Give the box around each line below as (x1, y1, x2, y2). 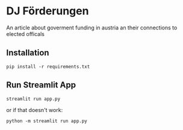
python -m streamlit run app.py (6, 118, 87, 124)
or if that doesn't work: (6, 106, 63, 113)
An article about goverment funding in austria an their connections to (6, 24, 178, 31)
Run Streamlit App (6, 80, 76, 90)
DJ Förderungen (6, 4, 89, 18)
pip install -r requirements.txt (6, 64, 90, 69)
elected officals (6, 30, 45, 37)
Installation (6, 48, 49, 58)
